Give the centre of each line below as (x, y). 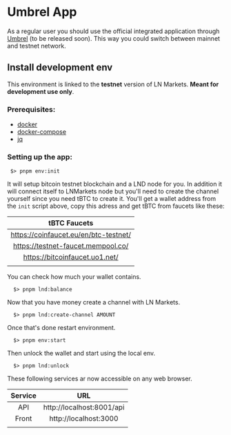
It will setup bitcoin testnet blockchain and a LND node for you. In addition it (115, 184)
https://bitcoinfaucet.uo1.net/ (71, 258)
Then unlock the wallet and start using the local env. (81, 354)
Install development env (60, 67)
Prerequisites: (31, 109)
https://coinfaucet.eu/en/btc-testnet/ (71, 235)
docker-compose (42, 132)
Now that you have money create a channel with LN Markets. (94, 302)
